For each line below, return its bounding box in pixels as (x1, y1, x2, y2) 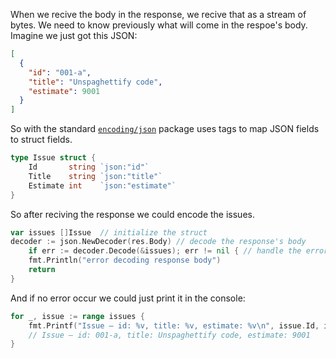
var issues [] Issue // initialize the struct (10, 227, 208, 238)
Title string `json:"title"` (28, 171, 163, 181)
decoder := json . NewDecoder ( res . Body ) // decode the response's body (10, 237, 307, 247)
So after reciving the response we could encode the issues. (10, 208, 255, 220)
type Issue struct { (10, 153, 97, 163)
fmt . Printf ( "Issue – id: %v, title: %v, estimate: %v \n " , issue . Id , (28, 320, 320, 331)
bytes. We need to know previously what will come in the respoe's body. (10, 19, 308, 31)
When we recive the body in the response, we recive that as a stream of (10, 9, 307, 20)
